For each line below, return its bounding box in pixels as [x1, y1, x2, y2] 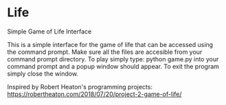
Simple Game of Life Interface [7, 27, 92, 35]
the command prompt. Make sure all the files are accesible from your [7, 48, 203, 56]
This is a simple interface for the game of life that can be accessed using [7, 40, 214, 48]
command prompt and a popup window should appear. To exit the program [7, 62, 220, 70]
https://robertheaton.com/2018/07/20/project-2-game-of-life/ [7, 90, 182, 98]
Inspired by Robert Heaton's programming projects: [7, 82, 153, 91]
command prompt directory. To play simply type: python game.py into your [7, 55, 219, 63]
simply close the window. [7, 70, 79, 78]
